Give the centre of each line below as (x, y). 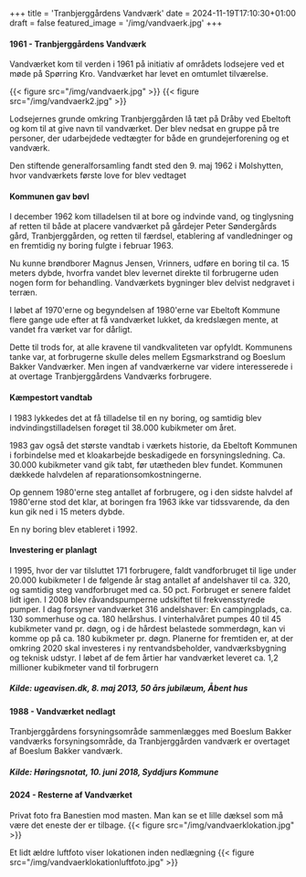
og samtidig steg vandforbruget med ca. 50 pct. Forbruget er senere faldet (150, 589)
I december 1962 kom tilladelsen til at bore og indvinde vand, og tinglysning (152, 217)
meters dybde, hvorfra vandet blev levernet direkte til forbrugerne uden (144, 273)
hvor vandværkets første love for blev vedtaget (98, 175)
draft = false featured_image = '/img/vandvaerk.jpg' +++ (116, 23)
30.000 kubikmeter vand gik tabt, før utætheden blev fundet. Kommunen (146, 464)
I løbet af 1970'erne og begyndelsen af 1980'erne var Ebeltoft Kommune (145, 311)
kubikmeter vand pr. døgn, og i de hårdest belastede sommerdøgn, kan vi (148, 629)
